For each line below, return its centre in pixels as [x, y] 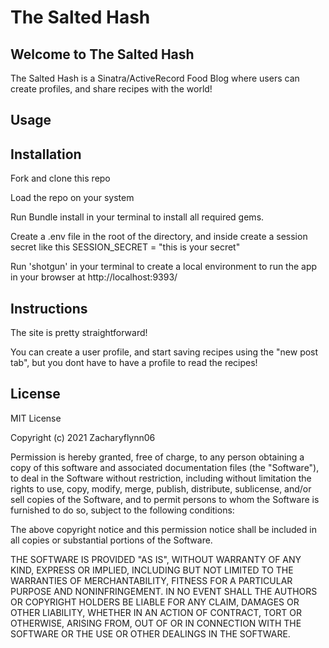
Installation [46, 154]
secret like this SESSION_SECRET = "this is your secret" [125, 247]
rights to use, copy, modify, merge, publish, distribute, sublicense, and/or [161, 488]
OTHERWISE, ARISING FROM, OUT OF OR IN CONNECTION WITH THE [156, 623]
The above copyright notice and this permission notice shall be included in [163, 529]
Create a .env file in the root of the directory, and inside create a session [159, 237]
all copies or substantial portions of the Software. [111, 540]
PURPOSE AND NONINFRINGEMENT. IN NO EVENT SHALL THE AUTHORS [164, 591]
